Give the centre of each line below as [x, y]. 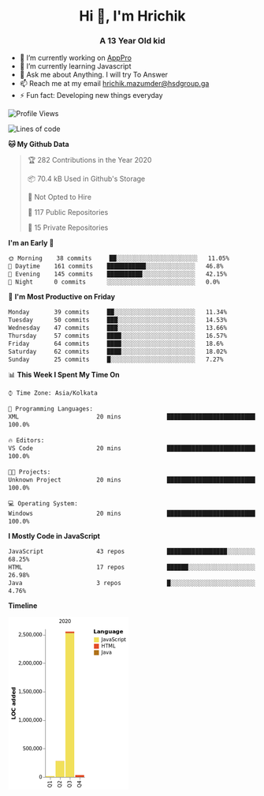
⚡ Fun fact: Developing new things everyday [91, 96]
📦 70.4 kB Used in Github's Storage [86, 179]
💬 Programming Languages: [50, 409]
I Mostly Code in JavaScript [54, 536]
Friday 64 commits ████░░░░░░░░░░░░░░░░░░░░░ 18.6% [116, 344]
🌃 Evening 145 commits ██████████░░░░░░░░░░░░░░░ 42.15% [117, 274]
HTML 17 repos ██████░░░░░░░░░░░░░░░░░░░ [132, 568]
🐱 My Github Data [39, 145]
